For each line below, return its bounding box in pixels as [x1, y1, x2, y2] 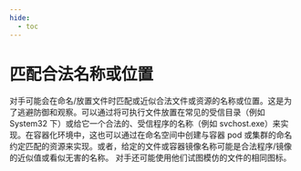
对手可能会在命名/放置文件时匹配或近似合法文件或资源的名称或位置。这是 [9, 96, 285, 106]
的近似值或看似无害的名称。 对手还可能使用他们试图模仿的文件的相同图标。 [9, 152, 292, 164]
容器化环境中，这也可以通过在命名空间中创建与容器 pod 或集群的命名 [33, 129, 293, 141]
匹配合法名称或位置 [9, 64, 154, 85]
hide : [9, 13, 30, 23]
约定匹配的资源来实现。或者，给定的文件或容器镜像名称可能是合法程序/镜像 [9, 141, 293, 152]
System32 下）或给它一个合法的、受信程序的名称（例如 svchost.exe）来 [9, 118, 281, 129]
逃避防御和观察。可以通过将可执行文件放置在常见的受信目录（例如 [16, 106, 265, 118]
